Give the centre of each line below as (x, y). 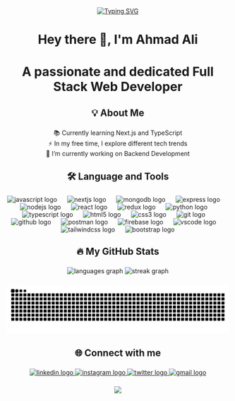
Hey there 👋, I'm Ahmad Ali (118, 40)
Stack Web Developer (118, 87)
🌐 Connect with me (118, 353)
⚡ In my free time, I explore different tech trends (118, 143)
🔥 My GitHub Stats (118, 252)
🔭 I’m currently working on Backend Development (118, 153)
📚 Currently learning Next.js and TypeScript (118, 133)
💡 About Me (118, 113)
